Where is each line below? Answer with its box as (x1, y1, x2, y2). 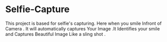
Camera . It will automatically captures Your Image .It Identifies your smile (5, 25, 160, 31)
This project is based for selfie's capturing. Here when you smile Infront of (5, 20, 162, 26)
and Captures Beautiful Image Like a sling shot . (5, 31, 106, 37)
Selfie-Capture (5, 4, 70, 15)
